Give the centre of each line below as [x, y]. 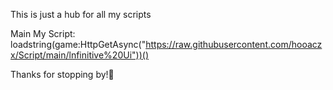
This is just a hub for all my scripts [81, 14]
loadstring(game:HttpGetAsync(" [78, 44]
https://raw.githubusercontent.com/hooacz [234, 44]
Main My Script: [43, 33]
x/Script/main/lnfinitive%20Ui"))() [79, 55]
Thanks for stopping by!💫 [62, 74]
